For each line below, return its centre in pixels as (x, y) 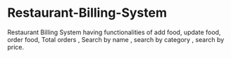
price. (16, 47)
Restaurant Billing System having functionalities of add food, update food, (114, 32)
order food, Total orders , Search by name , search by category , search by (116, 39)
